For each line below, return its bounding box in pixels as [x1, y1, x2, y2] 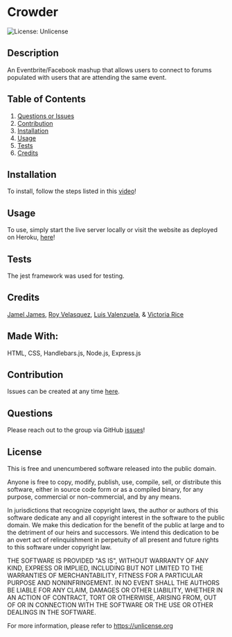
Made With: [7, 331, 59, 342]
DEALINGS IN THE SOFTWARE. [7, 609, 96, 617]
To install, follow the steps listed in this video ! [7, 187, 136, 195]
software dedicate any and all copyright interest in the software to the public [7, 513, 225, 522]
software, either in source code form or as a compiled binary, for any [7, 486, 204, 494]
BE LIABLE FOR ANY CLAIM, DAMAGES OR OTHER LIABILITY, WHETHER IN [7, 586, 223, 595]
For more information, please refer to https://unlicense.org [7, 622, 173, 630]
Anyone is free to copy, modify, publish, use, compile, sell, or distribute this [7, 478, 222, 486]
